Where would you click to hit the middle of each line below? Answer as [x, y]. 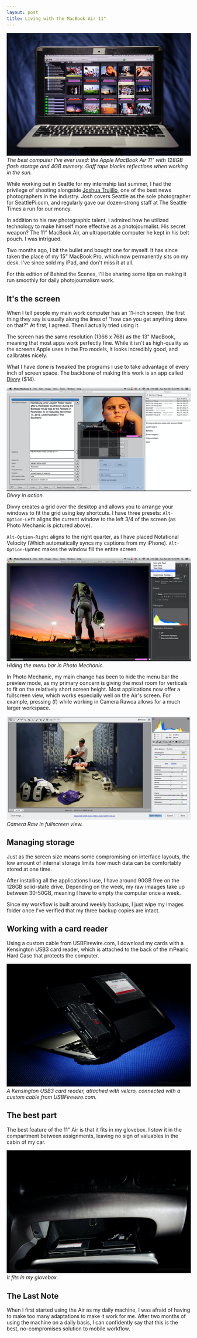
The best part [32, 1115]
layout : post [23, 12]
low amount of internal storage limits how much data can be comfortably [94, 862]
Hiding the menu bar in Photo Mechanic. [55, 665]
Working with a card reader [57, 929]
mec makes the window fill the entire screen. [84, 549]
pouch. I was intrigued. [34, 239]
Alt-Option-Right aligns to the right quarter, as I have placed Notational [93, 536]
